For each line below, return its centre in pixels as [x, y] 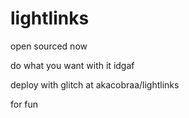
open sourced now [49, 46]
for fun [24, 104]
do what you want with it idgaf [72, 65]
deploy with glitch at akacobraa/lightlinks [95, 84]
